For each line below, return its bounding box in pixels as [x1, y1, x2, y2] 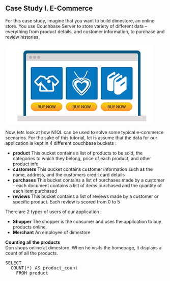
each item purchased [12, 188, 58, 194]
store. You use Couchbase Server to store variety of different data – [5, 23, 148, 29]
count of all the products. [5, 250, 59, 256]
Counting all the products [5, 239, 61, 245]
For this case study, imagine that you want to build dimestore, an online [5, 17, 155, 23]
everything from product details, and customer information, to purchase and [5, 28, 165, 35]
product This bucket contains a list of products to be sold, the [12, 150, 143, 156]
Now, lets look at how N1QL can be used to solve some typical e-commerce [5, 129, 164, 135]
